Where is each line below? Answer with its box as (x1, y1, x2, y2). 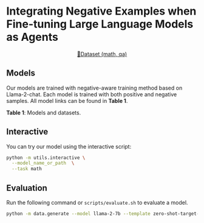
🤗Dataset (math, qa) (76, 50, 127, 57)
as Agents (6, 30, 59, 44)
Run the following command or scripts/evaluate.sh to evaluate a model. (6, 199, 188, 206)
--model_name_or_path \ (12, 160, 75, 166)
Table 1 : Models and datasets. (6, 108, 81, 116)
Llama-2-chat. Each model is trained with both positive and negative (6, 90, 177, 98)
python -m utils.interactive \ (6, 154, 86, 161)
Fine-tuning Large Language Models (6, 17, 194, 31)
